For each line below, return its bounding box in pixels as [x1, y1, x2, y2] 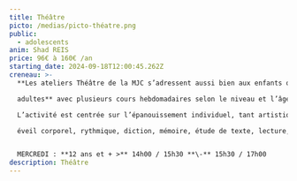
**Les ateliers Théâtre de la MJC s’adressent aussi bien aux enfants [17, 79, 283, 87]
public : [9, 29, 38, 38]
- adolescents [17, 37, 69, 47]
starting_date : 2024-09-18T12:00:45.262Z [9, 63, 164, 72]
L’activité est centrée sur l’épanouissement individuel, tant [17, 110, 255, 119]
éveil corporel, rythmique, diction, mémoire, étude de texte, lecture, [17, 126, 291, 135]
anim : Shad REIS [9, 46, 69, 55]
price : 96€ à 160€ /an [9, 54, 93, 63]
